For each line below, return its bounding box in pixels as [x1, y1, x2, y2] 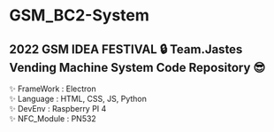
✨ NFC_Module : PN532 [9, 113, 97, 124]
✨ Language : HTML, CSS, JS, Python [9, 94, 148, 104]
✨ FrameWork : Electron [9, 83, 96, 94]
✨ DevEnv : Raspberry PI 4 [9, 104, 107, 113]
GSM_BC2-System [9, 5, 150, 26]
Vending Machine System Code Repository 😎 [9, 59, 266, 75]
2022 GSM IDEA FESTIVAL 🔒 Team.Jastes [9, 42, 243, 57]
